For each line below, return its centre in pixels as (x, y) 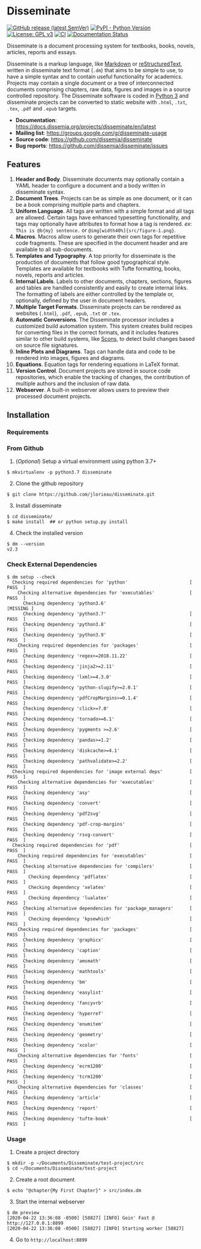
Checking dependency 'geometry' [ (107, 1034)
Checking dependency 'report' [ (107, 1108)
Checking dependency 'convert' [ (107, 803)
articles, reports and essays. (42, 52)
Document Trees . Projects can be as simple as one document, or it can (104, 198)
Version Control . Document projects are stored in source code (93, 370)
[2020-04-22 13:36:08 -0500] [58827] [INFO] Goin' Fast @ (81, 1218)
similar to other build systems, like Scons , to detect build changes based (105, 338)
